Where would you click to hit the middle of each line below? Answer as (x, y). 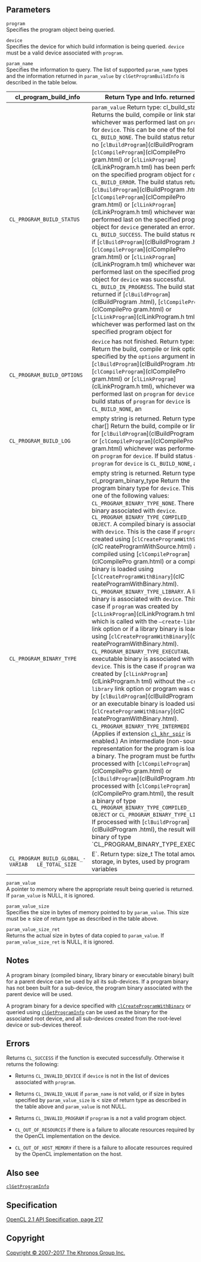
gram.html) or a (155, 561)
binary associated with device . (134, 510)
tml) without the (164, 681)
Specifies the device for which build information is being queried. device (95, 46)
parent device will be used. (39, 994)
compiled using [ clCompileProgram (140, 554)
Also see (23, 1173)
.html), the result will (167, 829)
